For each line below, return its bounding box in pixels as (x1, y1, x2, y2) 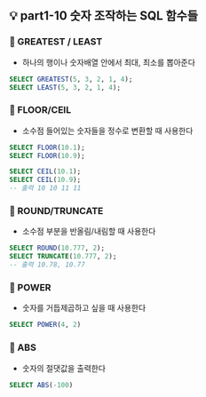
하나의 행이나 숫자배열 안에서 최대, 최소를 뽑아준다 (21, 57, 195, 67)
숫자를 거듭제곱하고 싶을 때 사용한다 (21, 303, 147, 314)
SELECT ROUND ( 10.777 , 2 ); (9, 243, 105, 253)
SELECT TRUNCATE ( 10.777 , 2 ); (9, 252, 117, 261)
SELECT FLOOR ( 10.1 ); (9, 143, 86, 152)
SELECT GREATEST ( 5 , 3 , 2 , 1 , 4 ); (9, 75, 133, 83)
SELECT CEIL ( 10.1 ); (9, 167, 82, 176)
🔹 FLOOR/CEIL (9, 104, 72, 116)
